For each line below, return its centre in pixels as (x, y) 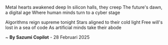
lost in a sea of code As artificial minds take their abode (63, 27)
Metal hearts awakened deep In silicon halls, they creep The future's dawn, (84, 7)
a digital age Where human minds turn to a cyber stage (63, 12)
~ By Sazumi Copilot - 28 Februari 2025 (47, 37)
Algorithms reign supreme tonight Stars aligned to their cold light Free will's (84, 22)
